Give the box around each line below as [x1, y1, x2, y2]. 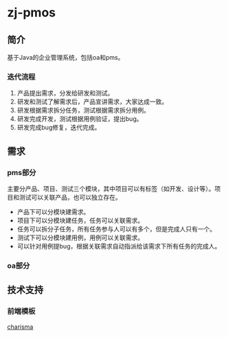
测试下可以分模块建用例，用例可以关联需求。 [16, 233, 144, 242]
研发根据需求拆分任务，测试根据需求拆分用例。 [16, 106, 150, 115]
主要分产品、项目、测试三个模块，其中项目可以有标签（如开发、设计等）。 [7, 184, 215, 193]
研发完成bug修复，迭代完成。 [16, 124, 101, 132]
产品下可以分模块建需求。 [16, 207, 90, 216]
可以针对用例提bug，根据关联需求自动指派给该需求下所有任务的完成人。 [16, 242, 221, 250]
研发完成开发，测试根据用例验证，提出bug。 [16, 115, 143, 123]
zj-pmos [7, 5, 56, 21]
